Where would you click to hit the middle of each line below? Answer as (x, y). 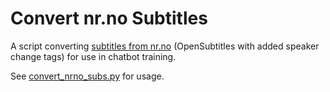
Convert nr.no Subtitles (109, 18)
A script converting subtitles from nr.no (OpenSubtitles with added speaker (165, 46)
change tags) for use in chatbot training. (93, 56)
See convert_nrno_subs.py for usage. (87, 76)
